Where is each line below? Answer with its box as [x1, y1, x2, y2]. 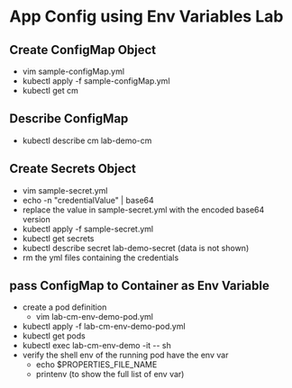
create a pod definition [22, 302, 107, 312]
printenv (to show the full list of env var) [35, 369, 185, 380]
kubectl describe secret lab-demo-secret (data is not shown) [22, 242, 250, 253]
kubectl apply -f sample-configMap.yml [22, 76, 170, 86]
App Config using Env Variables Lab [9, 6, 284, 27]
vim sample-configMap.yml [22, 66, 124, 77]
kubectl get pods [22, 330, 86, 341]
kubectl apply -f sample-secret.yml [22, 223, 154, 234]
